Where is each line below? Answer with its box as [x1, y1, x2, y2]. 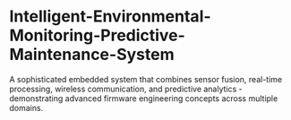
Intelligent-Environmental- [9, 6, 212, 27]
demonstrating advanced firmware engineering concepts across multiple [9, 92, 278, 104]
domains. [9, 102, 44, 113]
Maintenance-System [9, 45, 175, 64]
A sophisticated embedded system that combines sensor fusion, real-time [9, 73, 283, 84]
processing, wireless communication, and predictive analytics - [9, 83, 244, 94]
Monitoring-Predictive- [9, 25, 185, 46]
